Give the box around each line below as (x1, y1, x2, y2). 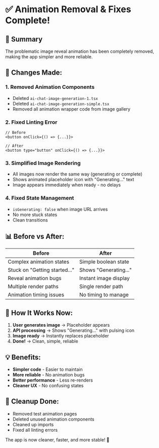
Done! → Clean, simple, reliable (12, 338, 78, 344)
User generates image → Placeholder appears (12, 322, 110, 328)
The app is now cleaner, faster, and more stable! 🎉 (5, 436, 110, 442)
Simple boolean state (79, 258, 130, 265)
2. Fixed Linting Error (5, 118, 58, 125)
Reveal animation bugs (8, 275, 62, 282)
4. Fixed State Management (5, 194, 74, 201)
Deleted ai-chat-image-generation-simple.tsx (12, 100, 110, 107)
